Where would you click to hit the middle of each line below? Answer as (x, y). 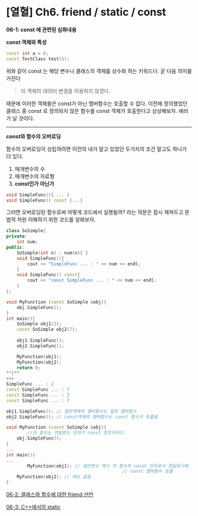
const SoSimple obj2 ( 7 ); (47, 330)
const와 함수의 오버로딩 (34, 136)
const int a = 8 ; (27, 53)
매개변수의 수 (30, 168)
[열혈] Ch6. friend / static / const (86, 12)
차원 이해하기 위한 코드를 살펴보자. (56, 220)
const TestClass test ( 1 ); (38, 59)
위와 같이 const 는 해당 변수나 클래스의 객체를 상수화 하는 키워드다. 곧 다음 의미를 (99, 71)
